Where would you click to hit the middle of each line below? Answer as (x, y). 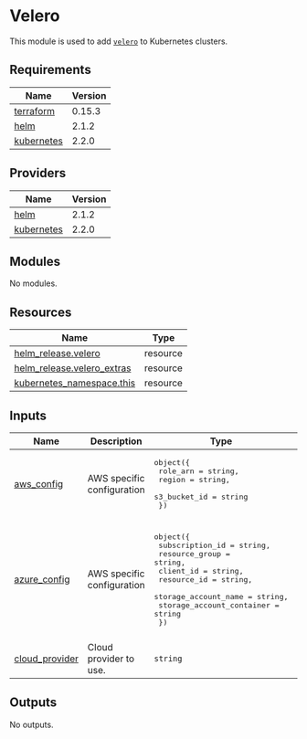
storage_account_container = (219, 605)
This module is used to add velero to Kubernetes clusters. (119, 41)
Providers (38, 173)
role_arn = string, (199, 471)
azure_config (42, 579)
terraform (35, 111)
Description (116, 441)
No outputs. (32, 724)
